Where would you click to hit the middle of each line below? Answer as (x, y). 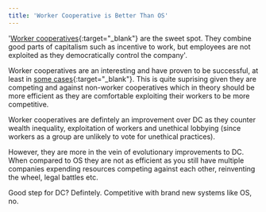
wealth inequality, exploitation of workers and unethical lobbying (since (125, 128)
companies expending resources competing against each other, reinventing (132, 168)
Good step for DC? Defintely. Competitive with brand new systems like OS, (130, 192)
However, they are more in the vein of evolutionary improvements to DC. (126, 152)
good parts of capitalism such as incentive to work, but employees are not (129, 46)
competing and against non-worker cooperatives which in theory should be (132, 87)
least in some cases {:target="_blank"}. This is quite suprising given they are (132, 79)
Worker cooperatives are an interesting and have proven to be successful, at (133, 70)
